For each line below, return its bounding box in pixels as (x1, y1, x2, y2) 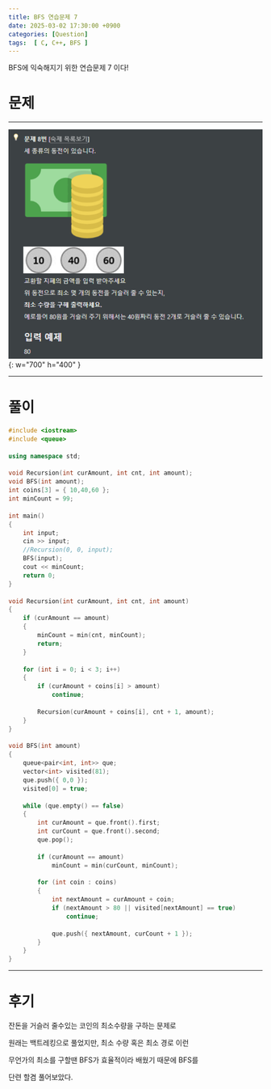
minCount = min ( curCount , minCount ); (51, 861, 179, 869)
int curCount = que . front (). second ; (37, 827, 161, 836)
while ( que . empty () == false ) (23, 801, 125, 810)
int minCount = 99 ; (8, 495, 74, 503)
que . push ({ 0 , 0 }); (23, 776, 89, 784)
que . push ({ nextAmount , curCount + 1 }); (51, 930, 194, 938)
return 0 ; (23, 571, 56, 580)
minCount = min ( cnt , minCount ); (37, 631, 147, 639)
